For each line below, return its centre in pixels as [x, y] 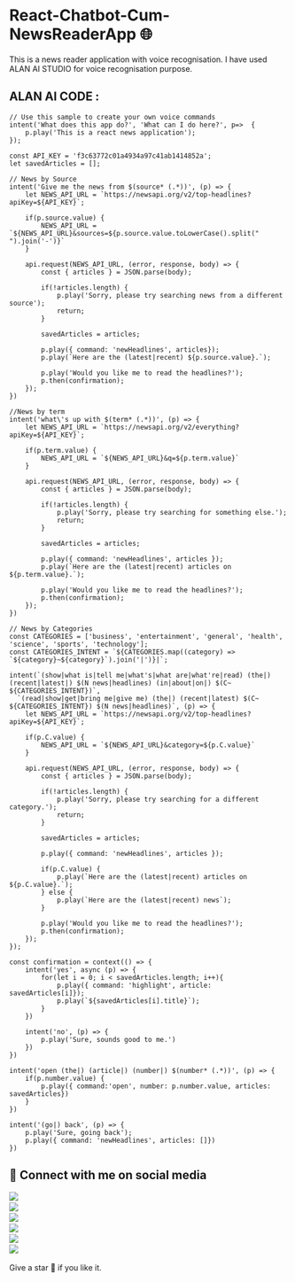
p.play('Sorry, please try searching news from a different [170, 295]
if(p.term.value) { [61, 450]
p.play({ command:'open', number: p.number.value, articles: [156, 1086]
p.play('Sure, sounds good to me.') [109, 1039]
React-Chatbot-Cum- [89, 16]
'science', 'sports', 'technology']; [79, 644]
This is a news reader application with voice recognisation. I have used [138, 59]
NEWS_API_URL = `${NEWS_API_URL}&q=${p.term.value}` [140, 458]
